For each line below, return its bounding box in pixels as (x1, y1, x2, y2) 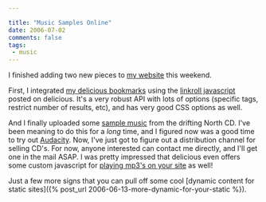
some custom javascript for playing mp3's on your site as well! (8, 160, 213, 170)
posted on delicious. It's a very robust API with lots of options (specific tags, (8, 94, 259, 104)
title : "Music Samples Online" (8, 18, 112, 26)
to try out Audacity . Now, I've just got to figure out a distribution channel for (8, 135, 256, 145)
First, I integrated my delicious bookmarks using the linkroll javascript (8, 85, 236, 96)
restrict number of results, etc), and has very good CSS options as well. (8, 103, 243, 113)
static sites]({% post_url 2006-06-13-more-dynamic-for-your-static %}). (8, 184, 247, 194)
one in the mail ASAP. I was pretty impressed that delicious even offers (8, 152, 241, 162)
